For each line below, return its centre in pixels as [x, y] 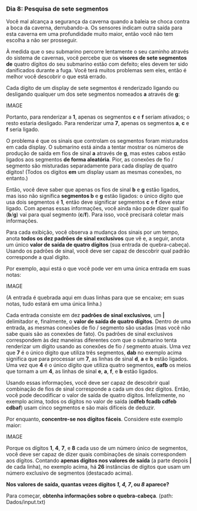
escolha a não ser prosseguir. [42, 41]
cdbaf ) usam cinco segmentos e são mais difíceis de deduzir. [81, 408]
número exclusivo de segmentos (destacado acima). [70, 473]
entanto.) [17, 179]
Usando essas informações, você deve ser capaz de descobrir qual [88, 383]
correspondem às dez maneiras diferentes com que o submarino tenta [91, 340]
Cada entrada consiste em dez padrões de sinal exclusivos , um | [85, 315]
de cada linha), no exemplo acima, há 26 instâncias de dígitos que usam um [98, 467]
